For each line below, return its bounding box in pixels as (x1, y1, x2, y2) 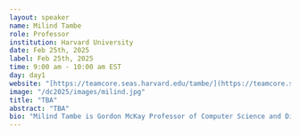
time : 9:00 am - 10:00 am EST (9, 63, 122, 72)
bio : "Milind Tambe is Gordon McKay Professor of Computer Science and (9, 112, 281, 121)
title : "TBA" (9, 95, 58, 105)
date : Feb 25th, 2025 (9, 46, 90, 55)
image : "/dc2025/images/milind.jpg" (9, 87, 146, 96)
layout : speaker (9, 12, 70, 22)
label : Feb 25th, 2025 (9, 54, 94, 63)
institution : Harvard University (9, 37, 134, 47)
